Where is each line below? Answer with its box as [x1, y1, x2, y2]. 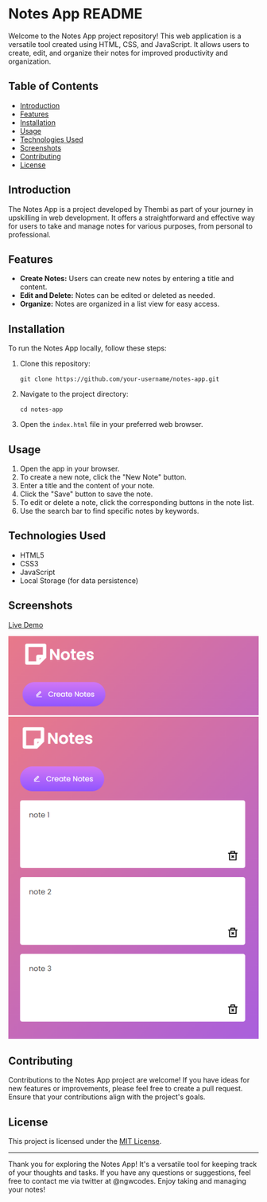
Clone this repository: [19, 359, 91, 369]
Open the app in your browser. [19, 464, 120, 473]
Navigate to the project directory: [19, 390, 129, 399]
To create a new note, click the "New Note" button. [19, 472, 187, 482]
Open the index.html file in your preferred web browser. [19, 420, 204, 429]
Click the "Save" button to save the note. [19, 489, 153, 499]
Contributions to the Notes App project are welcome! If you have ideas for [8, 1075, 250, 1085]
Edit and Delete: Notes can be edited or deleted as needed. [19, 291, 215, 300]
